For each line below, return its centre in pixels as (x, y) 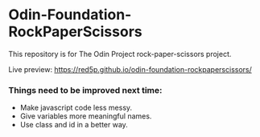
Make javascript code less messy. (76, 108)
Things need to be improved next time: (85, 90)
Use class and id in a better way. (74, 125)
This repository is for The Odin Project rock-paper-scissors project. (120, 54)
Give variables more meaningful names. (86, 116)
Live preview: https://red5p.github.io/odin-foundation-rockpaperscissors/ (130, 69)
